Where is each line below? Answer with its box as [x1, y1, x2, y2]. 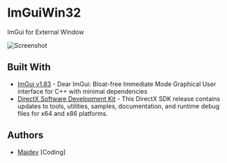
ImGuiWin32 [7, 5, 81, 21]
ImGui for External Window [7, 28, 84, 36]
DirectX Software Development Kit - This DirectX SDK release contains [17, 94, 221, 103]
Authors [7, 130, 44, 141]
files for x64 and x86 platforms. [17, 109, 108, 117]
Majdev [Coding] [17, 148, 66, 156]
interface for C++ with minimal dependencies [17, 87, 148, 95]
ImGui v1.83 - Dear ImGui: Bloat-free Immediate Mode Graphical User [17, 80, 217, 88]
